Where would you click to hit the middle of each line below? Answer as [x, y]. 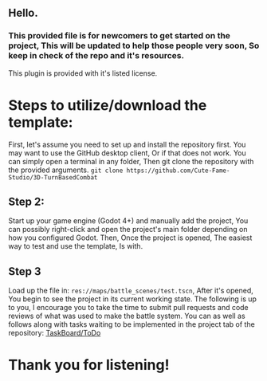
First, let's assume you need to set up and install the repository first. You [127, 144]
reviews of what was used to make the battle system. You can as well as [127, 316]
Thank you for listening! [89, 365]
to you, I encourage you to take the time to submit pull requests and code [128, 308]
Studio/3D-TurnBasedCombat [53, 177]
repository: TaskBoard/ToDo [55, 333]
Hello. [23, 13]
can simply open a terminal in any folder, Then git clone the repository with [131, 161]
